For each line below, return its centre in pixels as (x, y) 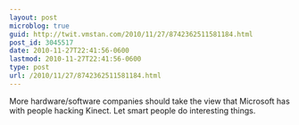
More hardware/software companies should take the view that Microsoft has (149, 101)
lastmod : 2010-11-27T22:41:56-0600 (75, 59)
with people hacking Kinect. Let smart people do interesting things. (133, 110)
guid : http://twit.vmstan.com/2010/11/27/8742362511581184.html (131, 34)
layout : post (33, 17)
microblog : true (39, 26)
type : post (29, 68)
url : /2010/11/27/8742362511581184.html (86, 76)
